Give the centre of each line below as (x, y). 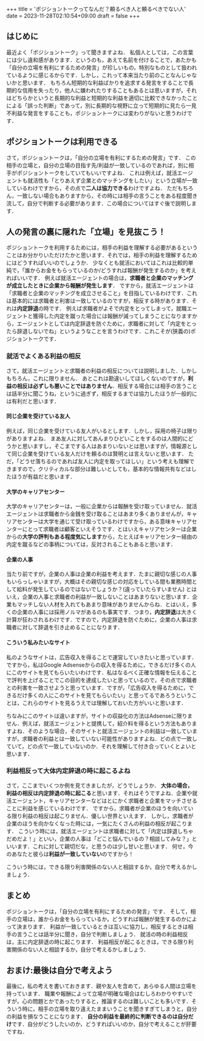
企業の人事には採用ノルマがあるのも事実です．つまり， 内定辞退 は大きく (107, 612)
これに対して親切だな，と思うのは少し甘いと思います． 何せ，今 (113, 846)
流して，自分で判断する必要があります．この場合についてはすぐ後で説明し (99, 203)
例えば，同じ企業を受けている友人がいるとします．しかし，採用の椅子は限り (102, 430)
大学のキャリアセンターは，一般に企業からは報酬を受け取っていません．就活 (102, 506)
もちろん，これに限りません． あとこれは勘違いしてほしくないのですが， (97, 378)
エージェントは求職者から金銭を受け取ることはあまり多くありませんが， (97, 514)
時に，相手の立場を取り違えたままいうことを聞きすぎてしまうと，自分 (110, 1009)
